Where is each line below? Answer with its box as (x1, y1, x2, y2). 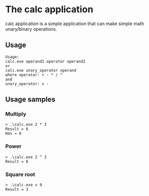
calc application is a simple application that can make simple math (5, 20, 144, 27)
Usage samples (5, 95, 56, 104)
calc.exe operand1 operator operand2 (5, 59, 86, 64)
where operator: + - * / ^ (5, 72, 63, 77)
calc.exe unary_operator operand (5, 68, 77, 73)
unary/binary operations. (5, 26, 57, 32)
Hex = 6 (5, 131, 22, 136)
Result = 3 (5, 187, 29, 192)
